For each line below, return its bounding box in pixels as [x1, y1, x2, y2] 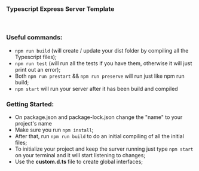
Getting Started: [6, 100, 54, 108]
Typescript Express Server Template [6, 5, 115, 13]
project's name [14, 120, 53, 127]
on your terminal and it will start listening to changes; [14, 151, 145, 158]
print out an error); [14, 66, 61, 73]
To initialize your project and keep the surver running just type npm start [14, 145, 194, 152]
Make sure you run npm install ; [14, 126, 94, 133]
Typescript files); [14, 53, 57, 60]
